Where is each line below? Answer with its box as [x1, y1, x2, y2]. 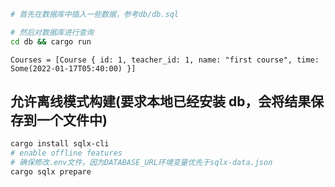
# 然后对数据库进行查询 [10, 27, 95, 37]
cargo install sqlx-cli [10, 139, 110, 149]
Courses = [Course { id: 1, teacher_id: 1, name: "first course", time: [10, 55, 320, 65]
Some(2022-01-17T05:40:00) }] [10, 63, 137, 74]
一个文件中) [36, 112, 108, 129]
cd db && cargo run [10, 36, 92, 47]
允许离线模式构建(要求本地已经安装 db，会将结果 [10, 93, 312, 110]
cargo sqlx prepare [10, 167, 92, 177]
